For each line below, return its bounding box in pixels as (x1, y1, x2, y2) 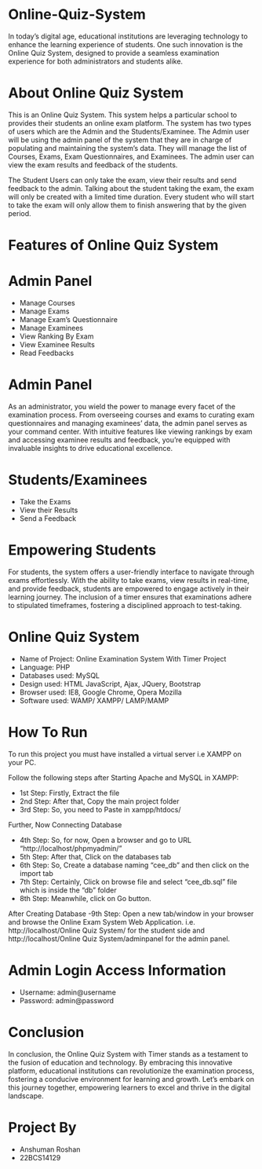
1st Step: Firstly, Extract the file (19, 788, 120, 797)
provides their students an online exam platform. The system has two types (8, 118, 252, 127)
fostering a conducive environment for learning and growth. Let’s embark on (8, 1074, 255, 1083)
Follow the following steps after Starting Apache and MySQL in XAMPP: (8, 772, 239, 782)
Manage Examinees (19, 324, 84, 332)
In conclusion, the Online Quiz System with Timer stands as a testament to (8, 1049, 249, 1058)
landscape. (8, 1090, 45, 1101)
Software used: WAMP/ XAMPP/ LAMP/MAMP (19, 695, 169, 705)
